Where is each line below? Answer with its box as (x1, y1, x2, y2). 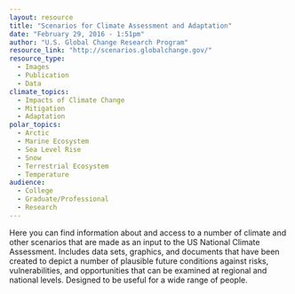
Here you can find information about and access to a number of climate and (9, 227, 287, 238)
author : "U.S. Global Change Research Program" (9, 37, 189, 47)
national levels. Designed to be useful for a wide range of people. (9, 274, 248, 285)
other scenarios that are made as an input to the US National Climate (9, 236, 260, 247)
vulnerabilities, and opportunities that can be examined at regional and (9, 265, 267, 275)
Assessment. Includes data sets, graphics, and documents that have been (9, 246, 280, 257)
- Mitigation (17, 104, 66, 113)
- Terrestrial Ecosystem (17, 162, 109, 171)
